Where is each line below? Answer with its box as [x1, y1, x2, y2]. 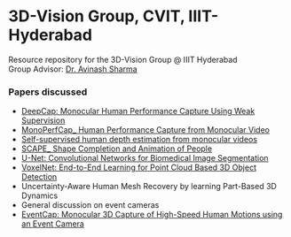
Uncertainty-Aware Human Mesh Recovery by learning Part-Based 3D [20, 181, 277, 192]
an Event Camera [20, 218, 85, 229]
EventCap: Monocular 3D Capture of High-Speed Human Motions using [20, 210, 283, 220]
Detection [20, 172, 58, 182]
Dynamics [20, 190, 59, 201]
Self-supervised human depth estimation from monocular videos [20, 134, 258, 145]
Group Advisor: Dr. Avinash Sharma [8, 64, 138, 74]
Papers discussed [8, 86, 88, 98]
